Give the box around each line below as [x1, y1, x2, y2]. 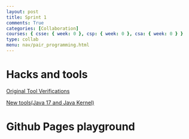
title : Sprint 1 [6, 14, 47, 20]
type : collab [6, 36, 39, 42]
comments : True [6, 20, 44, 26]
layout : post [6, 8, 39, 15]
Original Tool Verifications [6, 87, 70, 94]
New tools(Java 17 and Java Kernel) [6, 99, 94, 106]
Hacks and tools [6, 68, 88, 81]
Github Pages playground [6, 120, 136, 133]
